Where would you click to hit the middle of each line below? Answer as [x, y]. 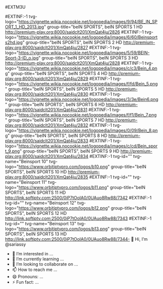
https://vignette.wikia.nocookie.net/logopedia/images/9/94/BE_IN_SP [88, 22]
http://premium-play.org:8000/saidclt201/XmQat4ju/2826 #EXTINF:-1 [74, 32]
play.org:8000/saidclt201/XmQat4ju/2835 [47, 177]
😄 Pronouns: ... [28, 277]
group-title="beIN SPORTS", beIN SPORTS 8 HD [59, 135]
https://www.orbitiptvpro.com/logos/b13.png [63, 229]
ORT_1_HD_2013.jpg [25, 27]
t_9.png [13, 151]
